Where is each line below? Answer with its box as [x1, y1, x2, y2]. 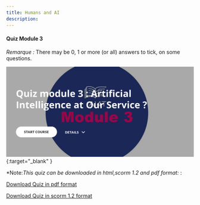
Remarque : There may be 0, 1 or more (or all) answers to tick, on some [6, 48, 180, 55]
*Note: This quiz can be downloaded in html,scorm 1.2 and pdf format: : [6, 169, 182, 176]
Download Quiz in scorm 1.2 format [6, 192, 92, 200]
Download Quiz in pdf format [6, 181, 77, 188]
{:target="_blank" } [6, 158, 52, 165]
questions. [6, 54, 32, 62]
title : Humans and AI [6, 10, 60, 15]
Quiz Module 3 [6, 35, 43, 42]
